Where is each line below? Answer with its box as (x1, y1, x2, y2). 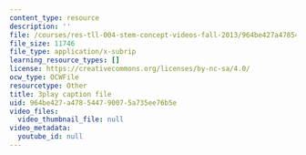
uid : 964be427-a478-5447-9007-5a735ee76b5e (9, 98, 178, 108)
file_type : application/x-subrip (9, 47, 137, 57)
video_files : (9, 107, 59, 116)
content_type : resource (9, 13, 100, 23)
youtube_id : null (17, 132, 84, 141)
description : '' (9, 22, 71, 31)
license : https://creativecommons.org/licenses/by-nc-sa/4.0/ (9, 65, 250, 74)
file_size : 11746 (9, 38, 76, 48)
